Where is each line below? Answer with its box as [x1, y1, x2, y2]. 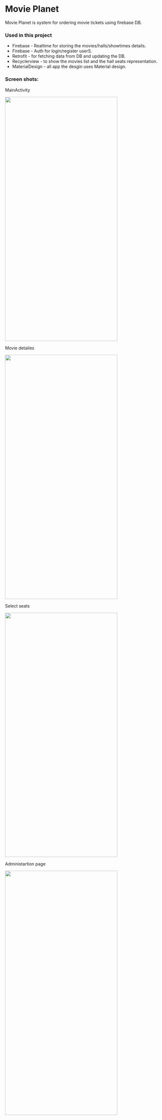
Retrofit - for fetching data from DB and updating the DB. [12, 53, 126, 59]
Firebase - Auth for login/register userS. [12, 48, 92, 54]
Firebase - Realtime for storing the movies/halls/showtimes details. [12, 43, 146, 49]
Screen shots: [5, 76, 39, 83]
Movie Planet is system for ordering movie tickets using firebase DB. [5, 20, 142, 25]
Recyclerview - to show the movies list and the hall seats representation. [12, 59, 158, 64]
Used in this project [5, 32, 52, 39]
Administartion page [5, 861, 46, 866]
